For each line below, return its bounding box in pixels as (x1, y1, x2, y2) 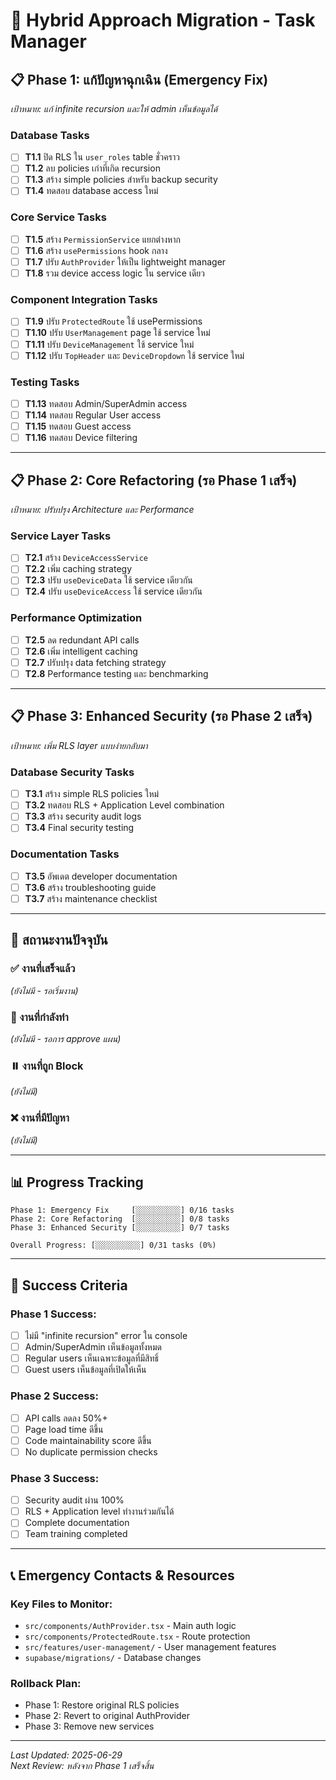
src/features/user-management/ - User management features (24, 1641, 277, 1653)
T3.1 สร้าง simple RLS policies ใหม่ (24, 788, 160, 800)
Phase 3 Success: (10, 1471, 100, 1485)
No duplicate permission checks (24, 1445, 158, 1458)
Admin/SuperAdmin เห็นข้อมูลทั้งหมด (24, 1341, 162, 1353)
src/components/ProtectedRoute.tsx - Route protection (24, 1630, 251, 1643)
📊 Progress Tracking (10, 1174, 144, 1191)
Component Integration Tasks (10, 293, 158, 307)
